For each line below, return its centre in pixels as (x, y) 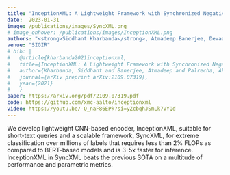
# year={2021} (30, 83)
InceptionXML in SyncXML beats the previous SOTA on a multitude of (105, 157)
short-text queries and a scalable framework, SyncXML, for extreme (103, 135)
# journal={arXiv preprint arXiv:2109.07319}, (78, 77)
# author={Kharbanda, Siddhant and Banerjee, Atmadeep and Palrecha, (111, 70)
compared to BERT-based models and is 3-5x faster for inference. (100, 150)
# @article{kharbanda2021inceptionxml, (67, 58)
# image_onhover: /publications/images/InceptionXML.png (90, 32)
